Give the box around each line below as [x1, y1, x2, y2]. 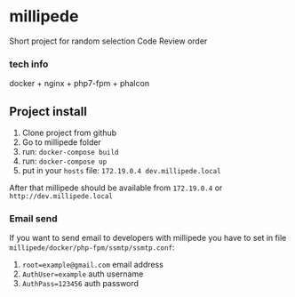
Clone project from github [21, 127, 117, 139]
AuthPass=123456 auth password [21, 278, 140, 289]
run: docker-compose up [21, 156, 108, 166]
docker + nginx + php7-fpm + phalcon [9, 78, 149, 89]
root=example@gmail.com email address [21, 260, 164, 270]
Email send [9, 212, 58, 224]
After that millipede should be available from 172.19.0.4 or [9, 182, 223, 193]
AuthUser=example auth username [21, 269, 144, 279]
